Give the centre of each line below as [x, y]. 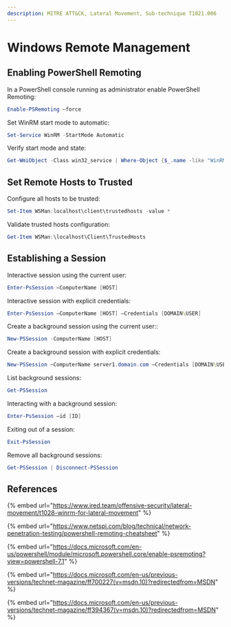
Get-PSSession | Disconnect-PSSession [63, 467]
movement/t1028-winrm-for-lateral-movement [73, 513]
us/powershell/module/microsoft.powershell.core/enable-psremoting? [107, 554]
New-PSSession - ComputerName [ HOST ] [59, 339]
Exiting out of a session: [41, 429]
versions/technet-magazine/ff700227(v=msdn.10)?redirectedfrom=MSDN [111, 582]
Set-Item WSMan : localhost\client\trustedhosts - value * [89, 211]
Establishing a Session [57, 258]
